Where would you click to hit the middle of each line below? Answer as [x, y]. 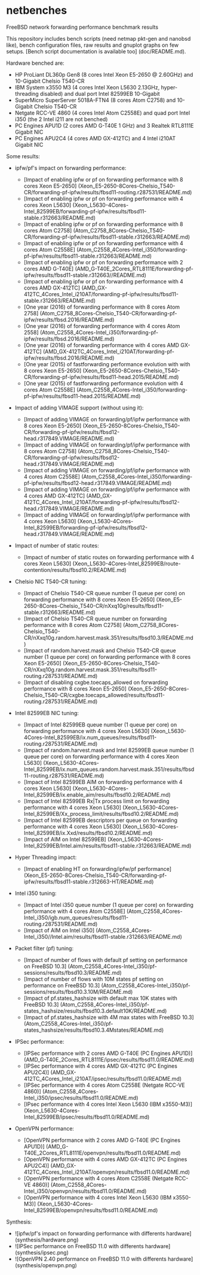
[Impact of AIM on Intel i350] [59, 930]
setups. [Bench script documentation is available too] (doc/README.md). [96, 51]
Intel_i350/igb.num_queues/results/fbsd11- [76, 917]
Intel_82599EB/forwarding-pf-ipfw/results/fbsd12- [86, 528]
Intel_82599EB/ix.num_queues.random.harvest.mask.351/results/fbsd [109, 769]
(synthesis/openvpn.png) [46, 1265]
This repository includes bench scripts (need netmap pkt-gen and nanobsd [99, 38]
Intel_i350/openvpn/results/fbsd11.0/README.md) [85, 1191]
